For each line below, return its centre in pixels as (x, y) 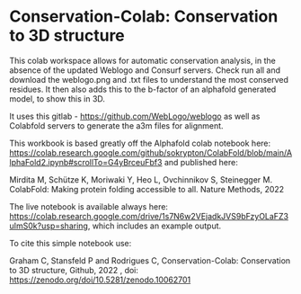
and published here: (201, 162)
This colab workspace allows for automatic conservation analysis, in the (142, 60)
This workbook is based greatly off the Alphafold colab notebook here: (140, 143)
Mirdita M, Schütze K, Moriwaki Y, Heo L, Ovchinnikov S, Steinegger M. (141, 179)
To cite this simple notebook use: (71, 243)
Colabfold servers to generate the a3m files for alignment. (116, 125)
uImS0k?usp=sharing (49, 226)
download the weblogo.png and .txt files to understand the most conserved (149, 79)
